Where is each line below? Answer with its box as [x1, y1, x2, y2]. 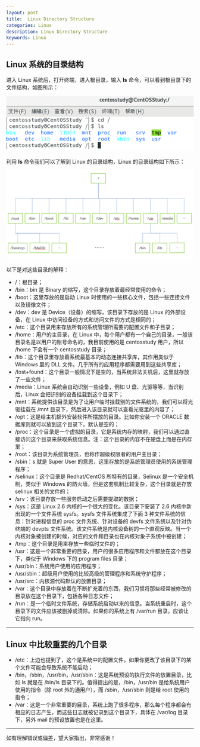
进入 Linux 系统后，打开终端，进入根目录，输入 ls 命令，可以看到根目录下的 [6, 76, 192, 83]
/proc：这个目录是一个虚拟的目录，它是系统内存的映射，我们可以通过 [14, 428, 185, 435]
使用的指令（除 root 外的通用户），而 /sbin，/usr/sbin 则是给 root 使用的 [14, 686, 190, 693]
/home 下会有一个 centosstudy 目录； [14, 345, 108, 353]
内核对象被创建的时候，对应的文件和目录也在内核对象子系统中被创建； [14, 532, 187, 540]
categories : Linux [6, 22, 52, 28]
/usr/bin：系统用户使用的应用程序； [14, 562, 102, 570]
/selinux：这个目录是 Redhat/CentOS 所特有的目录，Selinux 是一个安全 [14, 473, 189, 480]
